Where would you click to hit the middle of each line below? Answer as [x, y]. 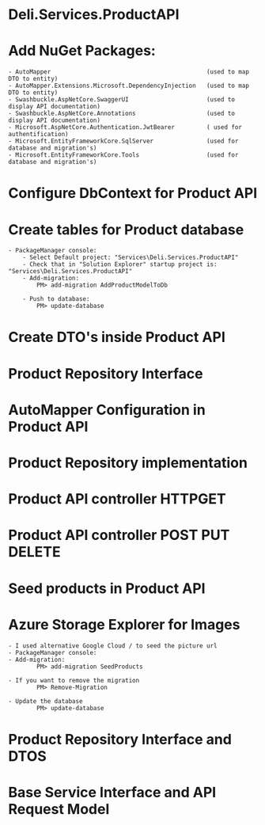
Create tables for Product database [126, 229]
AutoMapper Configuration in [107, 410]
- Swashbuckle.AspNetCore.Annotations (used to [122, 114]
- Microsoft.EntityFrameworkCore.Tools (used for [123, 155]
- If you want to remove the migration [74, 680]
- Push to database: [56, 299]
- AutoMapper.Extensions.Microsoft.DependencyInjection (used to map [129, 86]
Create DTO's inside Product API [117, 337]
